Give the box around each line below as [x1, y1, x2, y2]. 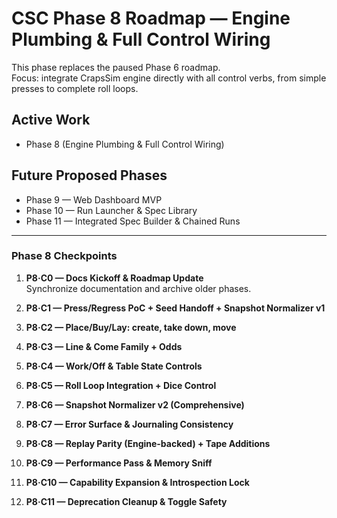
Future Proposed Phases [11, 167, 168, 184]
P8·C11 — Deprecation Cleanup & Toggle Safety [25, 495, 228, 507]
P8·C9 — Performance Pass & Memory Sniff [25, 457, 213, 469]
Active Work [11, 112, 91, 129]
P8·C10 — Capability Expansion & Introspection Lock [25, 476, 250, 488]
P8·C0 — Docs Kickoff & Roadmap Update [25, 272, 204, 284]
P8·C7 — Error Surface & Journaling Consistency [25, 418, 234, 430]
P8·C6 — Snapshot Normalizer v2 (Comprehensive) [25, 398, 245, 411]
